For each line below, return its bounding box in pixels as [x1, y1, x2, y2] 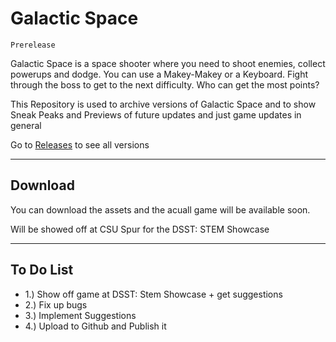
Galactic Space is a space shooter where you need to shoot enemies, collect [10, 57, 326, 69]
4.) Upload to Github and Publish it [24, 320, 167, 332]
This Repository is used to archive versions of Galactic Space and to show [10, 98, 317, 110]
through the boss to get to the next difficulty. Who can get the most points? [10, 78, 320, 91]
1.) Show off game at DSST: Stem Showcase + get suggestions [24, 288, 283, 300]
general [10, 119, 42, 131]
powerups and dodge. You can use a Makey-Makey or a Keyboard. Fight [10, 68, 309, 80]
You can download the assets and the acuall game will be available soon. [10, 203, 311, 216]
